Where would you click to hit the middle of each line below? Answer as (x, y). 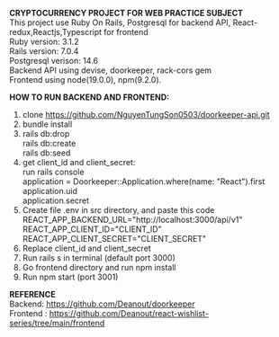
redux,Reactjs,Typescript (55, 32)
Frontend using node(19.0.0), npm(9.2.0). (85, 80)
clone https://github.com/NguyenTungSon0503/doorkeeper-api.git (146, 115)
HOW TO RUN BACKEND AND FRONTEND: (90, 97)
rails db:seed (46, 153)
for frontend (126, 32)
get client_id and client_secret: (79, 162)
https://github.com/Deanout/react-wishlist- (129, 313)
